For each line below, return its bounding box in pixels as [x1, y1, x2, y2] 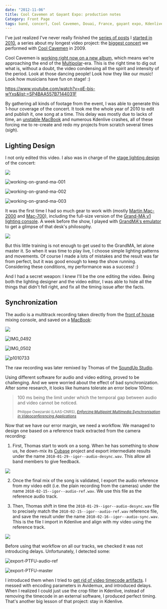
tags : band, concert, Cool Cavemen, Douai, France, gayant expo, [5, 21, 143, 26]
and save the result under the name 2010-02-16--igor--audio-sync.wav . [12, 513, 159, 520]
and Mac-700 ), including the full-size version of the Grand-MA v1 [17, 213, 151, 219]
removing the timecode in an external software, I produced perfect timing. [5, 593, 157, 599]
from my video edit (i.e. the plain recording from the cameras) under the [12, 483, 160, 489]
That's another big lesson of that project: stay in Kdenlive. [5, 598, 123, 604]
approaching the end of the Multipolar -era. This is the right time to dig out [5, 60, 157, 66]
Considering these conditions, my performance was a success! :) [5, 264, 139, 270]
